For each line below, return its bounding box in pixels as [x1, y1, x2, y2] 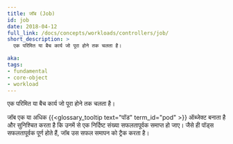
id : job [7, 17, 30, 24]
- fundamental [7, 67, 49, 75]
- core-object [7, 74, 49, 81]
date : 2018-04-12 [7, 23, 58, 30]
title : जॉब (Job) [7, 10, 55, 17]
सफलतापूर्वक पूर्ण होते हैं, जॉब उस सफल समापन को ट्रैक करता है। [7, 129, 150, 137]
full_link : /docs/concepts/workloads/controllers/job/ [7, 29, 169, 37]
